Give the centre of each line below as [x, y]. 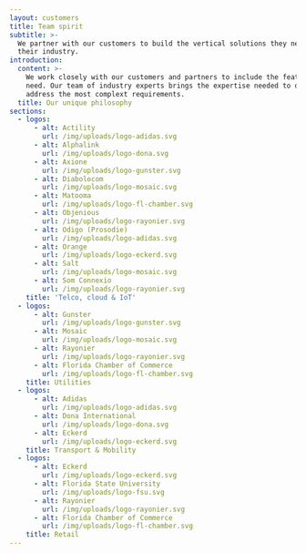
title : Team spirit [46, 26]
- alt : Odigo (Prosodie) [81, 230]
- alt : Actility [64, 128]
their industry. [48, 52]
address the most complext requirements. [105, 94]
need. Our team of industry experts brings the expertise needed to [158, 86]
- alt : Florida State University [97, 484]
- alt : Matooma [62, 196]
